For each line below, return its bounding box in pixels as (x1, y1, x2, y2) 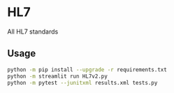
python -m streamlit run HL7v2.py (7, 73, 108, 80)
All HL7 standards (7, 27, 59, 36)
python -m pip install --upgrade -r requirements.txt (7, 66, 168, 73)
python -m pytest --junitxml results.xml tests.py (7, 79, 158, 86)
